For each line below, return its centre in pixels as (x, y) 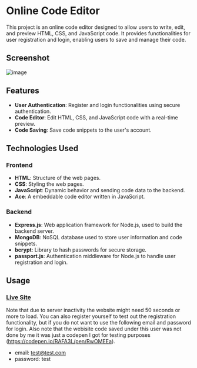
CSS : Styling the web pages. (49, 184)
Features (23, 91)
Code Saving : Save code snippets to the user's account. (83, 130)
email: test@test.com (40, 353)
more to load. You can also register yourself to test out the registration (91, 316)
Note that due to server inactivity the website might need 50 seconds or (93, 310)
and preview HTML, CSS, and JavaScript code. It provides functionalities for (98, 33)
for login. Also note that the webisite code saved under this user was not (94, 329)
